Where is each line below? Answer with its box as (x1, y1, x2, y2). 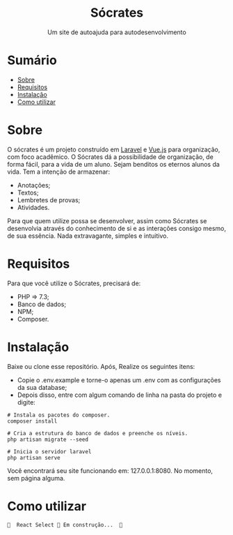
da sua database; (17, 383, 67, 391)
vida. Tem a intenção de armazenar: (7, 167, 110, 176)
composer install (7, 417, 58, 425)
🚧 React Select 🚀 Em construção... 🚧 (7, 521, 123, 528)
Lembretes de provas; (17, 195, 81, 204)
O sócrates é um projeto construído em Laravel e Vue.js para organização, (7, 145, 220, 153)
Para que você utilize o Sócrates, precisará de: (7, 279, 141, 287)
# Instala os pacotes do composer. (7, 412, 111, 419)
